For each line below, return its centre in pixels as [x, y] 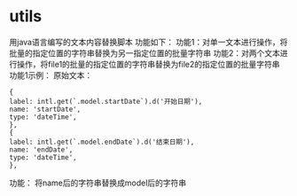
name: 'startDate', [45, 109]
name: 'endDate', [41, 149]
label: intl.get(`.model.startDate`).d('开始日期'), [106, 101]
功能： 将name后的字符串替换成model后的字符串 [98, 183]
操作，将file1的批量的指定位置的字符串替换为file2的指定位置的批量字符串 [148, 64]
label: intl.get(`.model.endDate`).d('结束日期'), [102, 142]
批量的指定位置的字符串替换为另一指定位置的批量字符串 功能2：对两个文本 [145, 53]
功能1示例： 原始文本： [51, 75]
